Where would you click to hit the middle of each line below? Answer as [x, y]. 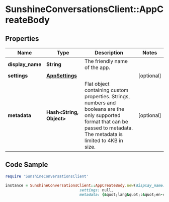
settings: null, [97, 190]
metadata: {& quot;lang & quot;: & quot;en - [121, 195]
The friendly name [106, 61]
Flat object [97, 84]
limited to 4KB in [104, 141]
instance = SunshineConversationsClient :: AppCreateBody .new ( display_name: [85, 185]
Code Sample [27, 165]
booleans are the [105, 109]
